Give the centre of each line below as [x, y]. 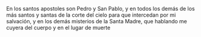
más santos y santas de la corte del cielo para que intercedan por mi [91, 15]
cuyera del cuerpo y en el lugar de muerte [58, 27]
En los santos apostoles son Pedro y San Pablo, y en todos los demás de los [100, 9]
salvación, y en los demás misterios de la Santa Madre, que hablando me [97, 21]
